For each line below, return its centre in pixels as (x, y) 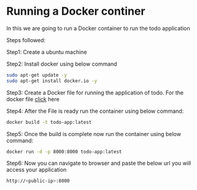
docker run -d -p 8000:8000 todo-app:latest (64, 151)
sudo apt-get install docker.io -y (52, 81)
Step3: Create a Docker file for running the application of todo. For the (95, 93)
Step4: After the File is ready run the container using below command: (95, 111)
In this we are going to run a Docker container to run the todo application (98, 28)
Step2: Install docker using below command (62, 64)
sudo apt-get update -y (37, 75)
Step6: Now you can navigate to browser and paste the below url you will (99, 163)
